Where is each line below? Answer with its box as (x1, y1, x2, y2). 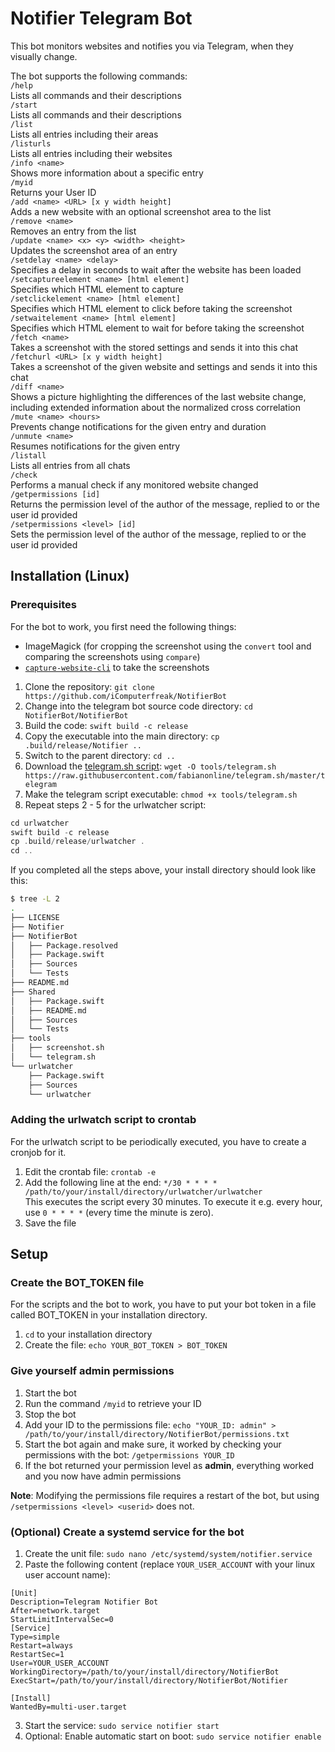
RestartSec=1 (10, 1649, 65, 1659)
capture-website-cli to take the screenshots (24, 661, 210, 673)
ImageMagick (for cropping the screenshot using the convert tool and (24, 640, 312, 652)
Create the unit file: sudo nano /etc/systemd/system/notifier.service (24, 1547, 313, 1559)
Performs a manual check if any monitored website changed (10, 478, 259, 491)
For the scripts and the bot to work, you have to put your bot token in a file (10, 1298, 317, 1311)
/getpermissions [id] (10, 489, 101, 499)
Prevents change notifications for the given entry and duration (10, 420, 267, 432)
